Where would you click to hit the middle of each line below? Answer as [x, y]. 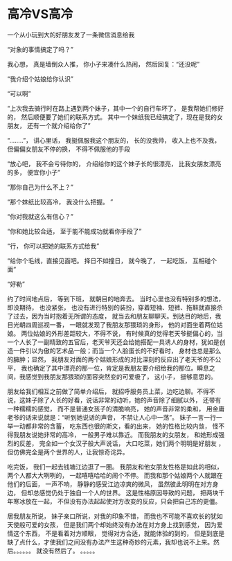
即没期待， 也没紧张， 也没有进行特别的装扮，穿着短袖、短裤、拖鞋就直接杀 [115, 307]
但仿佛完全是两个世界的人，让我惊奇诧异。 [68, 452]
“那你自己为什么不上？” [41, 187]
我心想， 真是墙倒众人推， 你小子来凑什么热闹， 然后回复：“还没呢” [104, 64]
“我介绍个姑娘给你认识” [41, 79]
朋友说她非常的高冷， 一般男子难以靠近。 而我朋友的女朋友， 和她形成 [119, 434]
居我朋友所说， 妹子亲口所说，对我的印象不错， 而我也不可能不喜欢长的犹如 [115, 516]
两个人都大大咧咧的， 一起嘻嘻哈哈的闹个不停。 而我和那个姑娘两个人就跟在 [115, 475]
